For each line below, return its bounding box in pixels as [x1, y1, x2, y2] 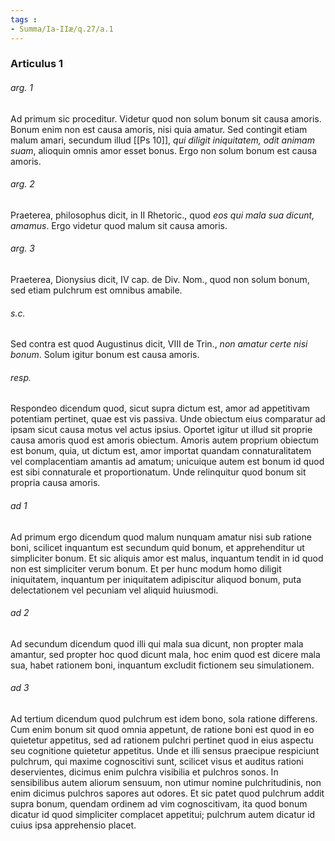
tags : [10, 14, 38, 25]
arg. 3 [10, 242, 35, 255]
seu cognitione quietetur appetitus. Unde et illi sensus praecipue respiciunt [10, 745, 320, 757]
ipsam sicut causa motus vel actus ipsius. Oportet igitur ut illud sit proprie [10, 424, 313, 436]
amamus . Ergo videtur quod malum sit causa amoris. [10, 219, 228, 231]
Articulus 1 [10, 57, 64, 71]
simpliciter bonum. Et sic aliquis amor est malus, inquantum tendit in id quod [10, 552, 324, 564]
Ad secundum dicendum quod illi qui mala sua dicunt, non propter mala [10, 637, 304, 650]
